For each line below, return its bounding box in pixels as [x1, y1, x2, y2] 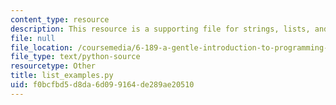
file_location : [10, 42, 74, 53]
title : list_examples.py [10, 71, 114, 81]
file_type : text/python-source [10, 52, 141, 62]
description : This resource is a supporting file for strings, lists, [10, 24, 311, 34]
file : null [10, 33, 56, 43]
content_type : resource [10, 14, 110, 25]
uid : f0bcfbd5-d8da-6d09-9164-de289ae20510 [10, 80, 195, 90]
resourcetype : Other [10, 61, 97, 71]
